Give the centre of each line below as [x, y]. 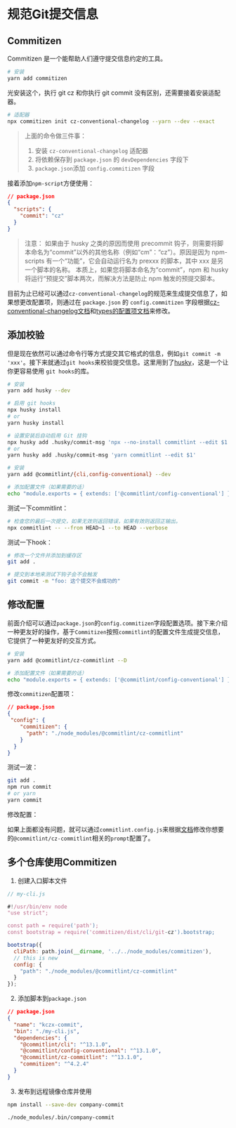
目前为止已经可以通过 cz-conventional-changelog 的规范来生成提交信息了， [114, 293]
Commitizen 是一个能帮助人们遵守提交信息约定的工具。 [87, 58]
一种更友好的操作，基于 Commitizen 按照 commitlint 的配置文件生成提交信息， [116, 631]
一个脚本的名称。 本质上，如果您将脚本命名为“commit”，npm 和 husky [126, 269]
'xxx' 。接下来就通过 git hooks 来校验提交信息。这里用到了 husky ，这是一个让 [118, 362]
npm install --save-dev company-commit [66, 1104]
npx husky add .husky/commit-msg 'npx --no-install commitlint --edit [113, 442]
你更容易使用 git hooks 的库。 [50, 371]
